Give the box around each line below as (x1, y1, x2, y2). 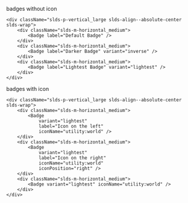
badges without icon (6, 5, 57, 12)
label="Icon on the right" (38, 155, 107, 161)
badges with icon (6, 86, 49, 92)
